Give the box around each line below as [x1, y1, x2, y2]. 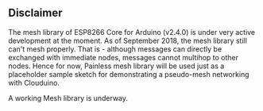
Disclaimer [8, 6, 63, 20]
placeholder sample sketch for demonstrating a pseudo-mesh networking [8, 69, 249, 78]
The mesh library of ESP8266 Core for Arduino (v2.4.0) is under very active [8, 27, 256, 36]
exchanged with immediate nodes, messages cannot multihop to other [8, 52, 239, 62]
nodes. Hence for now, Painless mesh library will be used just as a [8, 61, 225, 71]
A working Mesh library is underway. [8, 93, 129, 102]
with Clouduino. [8, 78, 60, 87]
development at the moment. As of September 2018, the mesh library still [8, 36, 248, 45]
